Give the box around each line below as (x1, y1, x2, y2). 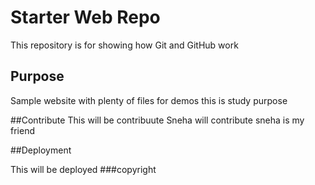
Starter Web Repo (10, 6, 161, 29)
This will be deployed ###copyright (10, 163, 157, 175)
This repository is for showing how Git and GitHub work (10, 39, 239, 51)
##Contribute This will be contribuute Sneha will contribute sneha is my (10, 114, 305, 126)
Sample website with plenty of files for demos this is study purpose (10, 94, 288, 106)
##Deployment (10, 144, 72, 156)
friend (10, 124, 35, 136)
